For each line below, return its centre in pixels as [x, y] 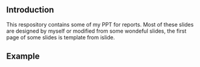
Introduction [30, 10]
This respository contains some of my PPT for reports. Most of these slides [100, 24]
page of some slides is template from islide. [61, 37]
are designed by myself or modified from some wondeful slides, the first [96, 31]
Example [23, 56]
